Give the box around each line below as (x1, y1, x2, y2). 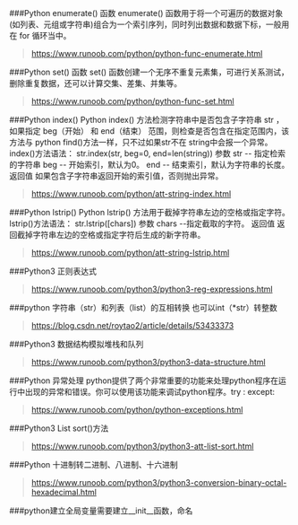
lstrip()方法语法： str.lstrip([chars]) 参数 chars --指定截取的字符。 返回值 (9, 218, 276, 229)
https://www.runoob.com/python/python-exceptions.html (30, 405, 243, 415)
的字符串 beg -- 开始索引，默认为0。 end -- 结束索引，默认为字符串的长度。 (9, 160, 290, 170)
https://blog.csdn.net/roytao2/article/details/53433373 (30, 320, 234, 330)
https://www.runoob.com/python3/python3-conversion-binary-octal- (30, 477, 287, 487)
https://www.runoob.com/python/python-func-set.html (30, 96, 234, 106)
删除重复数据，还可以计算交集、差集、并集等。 (9, 78, 182, 88)
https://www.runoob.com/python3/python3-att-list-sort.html (30, 441, 254, 451)
